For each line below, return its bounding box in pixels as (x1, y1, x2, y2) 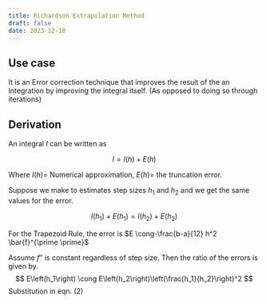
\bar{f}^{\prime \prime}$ (8, 237, 89, 246)
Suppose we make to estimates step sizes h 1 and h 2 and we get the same (8, 186, 250, 197)
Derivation (8, 118, 62, 131)
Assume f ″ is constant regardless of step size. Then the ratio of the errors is (8, 253, 258, 262)
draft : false (8, 19, 52, 27)
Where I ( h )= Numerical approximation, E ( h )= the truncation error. (8, 170, 222, 179)
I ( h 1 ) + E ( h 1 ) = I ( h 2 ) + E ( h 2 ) (90, 211, 178, 222)
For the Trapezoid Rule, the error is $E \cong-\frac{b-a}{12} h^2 (8, 229, 217, 238)
